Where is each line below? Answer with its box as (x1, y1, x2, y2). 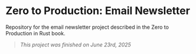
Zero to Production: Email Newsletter (5, 4, 190, 18)
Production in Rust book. (5, 29, 66, 36)
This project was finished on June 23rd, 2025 (19, 41, 131, 48)
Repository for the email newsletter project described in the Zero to (5, 23, 169, 31)
